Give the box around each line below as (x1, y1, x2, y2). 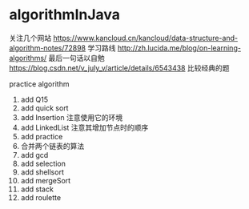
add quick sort (20, 102, 69, 113)
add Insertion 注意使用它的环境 (20, 112, 123, 122)
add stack (20, 184, 54, 194)
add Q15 (20, 94, 49, 104)
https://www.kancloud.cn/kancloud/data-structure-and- (52, 33, 239, 42)
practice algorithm (9, 78, 70, 89)
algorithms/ (9, 53, 47, 62)
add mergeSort (20, 175, 71, 185)
